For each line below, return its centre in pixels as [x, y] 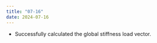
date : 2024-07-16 [28, 17]
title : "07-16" [25, 11]
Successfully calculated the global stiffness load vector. [83, 34]
